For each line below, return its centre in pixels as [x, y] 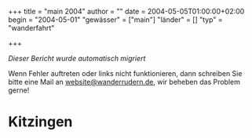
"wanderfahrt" [31, 28]
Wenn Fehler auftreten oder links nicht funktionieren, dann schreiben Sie [125, 73]
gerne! [19, 90]
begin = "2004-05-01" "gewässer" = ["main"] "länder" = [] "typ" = [116, 20]
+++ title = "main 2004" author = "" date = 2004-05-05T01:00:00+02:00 [126, 11]
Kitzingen [40, 122]
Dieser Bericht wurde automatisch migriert [77, 58]
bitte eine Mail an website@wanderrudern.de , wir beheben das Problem [124, 82]
